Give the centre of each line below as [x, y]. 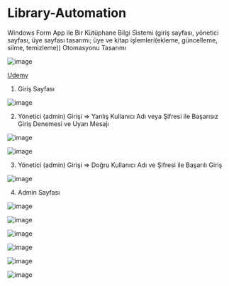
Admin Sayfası [39, 192]
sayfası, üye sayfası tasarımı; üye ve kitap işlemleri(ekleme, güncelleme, [112, 40]
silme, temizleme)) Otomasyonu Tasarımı [67, 47]
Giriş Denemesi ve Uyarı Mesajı [63, 124]
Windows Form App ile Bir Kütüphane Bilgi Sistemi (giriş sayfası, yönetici [113, 33]
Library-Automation [67, 13]
